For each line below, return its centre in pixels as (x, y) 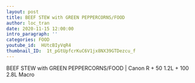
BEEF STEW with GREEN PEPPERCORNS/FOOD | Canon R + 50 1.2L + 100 (98, 68)
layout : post (23, 12)
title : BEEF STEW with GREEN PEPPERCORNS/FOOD (66, 17)
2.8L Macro (20, 74)
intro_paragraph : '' (32, 34)
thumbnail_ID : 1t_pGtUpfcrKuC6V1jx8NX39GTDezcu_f (71, 51)
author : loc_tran (28, 23)
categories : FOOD (28, 40)
